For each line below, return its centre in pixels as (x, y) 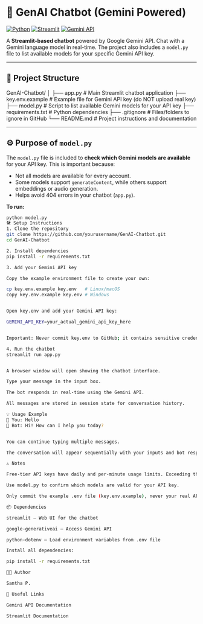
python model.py (27, 218)
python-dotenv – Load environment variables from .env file (84, 540)
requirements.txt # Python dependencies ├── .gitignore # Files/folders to (98, 112)
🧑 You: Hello (23, 420)
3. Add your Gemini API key (42, 267)
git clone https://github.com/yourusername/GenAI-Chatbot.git (86, 235)
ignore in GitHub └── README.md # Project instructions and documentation (101, 118)
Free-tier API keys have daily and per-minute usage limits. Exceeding (98, 474)
